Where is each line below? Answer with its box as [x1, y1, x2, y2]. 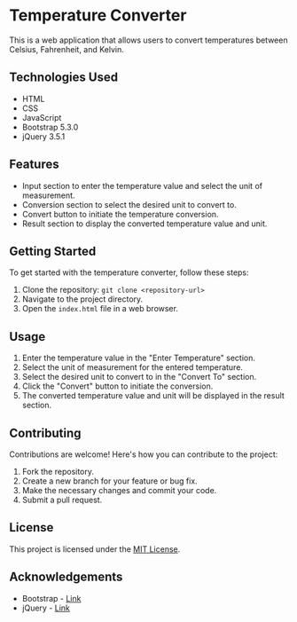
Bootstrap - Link [21, 593, 82, 603]
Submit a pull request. [21, 494, 103, 505]
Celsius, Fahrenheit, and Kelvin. [9, 43, 124, 54]
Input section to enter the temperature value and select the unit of [21, 180, 263, 191]
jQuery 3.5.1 [21, 130, 66, 142]
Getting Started [9, 243, 97, 258]
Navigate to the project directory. [21, 294, 144, 304]
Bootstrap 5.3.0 [21, 122, 79, 132]
